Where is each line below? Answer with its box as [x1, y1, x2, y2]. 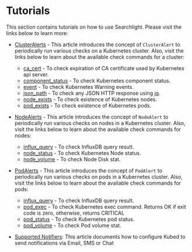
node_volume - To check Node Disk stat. [23, 156, 121, 163]
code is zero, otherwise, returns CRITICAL [23, 209, 125, 216]
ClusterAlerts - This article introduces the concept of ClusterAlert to [14, 41, 181, 48]
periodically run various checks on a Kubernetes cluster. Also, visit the [14, 47, 184, 54]
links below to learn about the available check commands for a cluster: [14, 53, 185, 60]
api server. [23, 71, 49, 78]
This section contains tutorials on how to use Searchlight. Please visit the [6, 23, 182, 30]
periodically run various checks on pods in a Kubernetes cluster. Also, [14, 173, 183, 180]
